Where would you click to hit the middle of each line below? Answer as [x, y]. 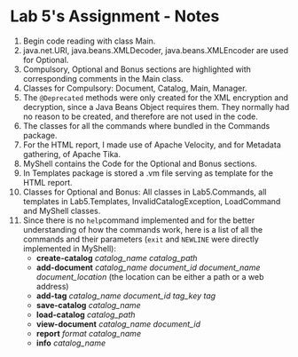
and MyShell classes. [62, 210]
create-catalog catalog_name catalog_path [117, 258]
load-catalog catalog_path [86, 314]
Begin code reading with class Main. [89, 41]
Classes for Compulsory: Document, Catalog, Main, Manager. [135, 88]
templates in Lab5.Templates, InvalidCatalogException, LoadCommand [152, 201]
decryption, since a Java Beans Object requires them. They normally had [156, 107]
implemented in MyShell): [69, 248]
